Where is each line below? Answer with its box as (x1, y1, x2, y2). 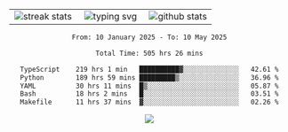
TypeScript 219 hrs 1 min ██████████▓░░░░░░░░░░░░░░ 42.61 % (20, 65, 279, 74)
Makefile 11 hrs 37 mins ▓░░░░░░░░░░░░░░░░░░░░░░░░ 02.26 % (20, 97, 279, 107)
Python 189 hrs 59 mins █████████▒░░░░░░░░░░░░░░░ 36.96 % (20, 73, 279, 82)
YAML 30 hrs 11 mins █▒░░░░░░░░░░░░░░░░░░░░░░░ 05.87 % (20, 82, 279, 90)
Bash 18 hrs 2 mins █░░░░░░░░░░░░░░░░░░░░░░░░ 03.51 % (20, 89, 279, 98)
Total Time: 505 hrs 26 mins (95, 49, 204, 58)
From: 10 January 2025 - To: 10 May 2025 (71, 33, 228, 42)
